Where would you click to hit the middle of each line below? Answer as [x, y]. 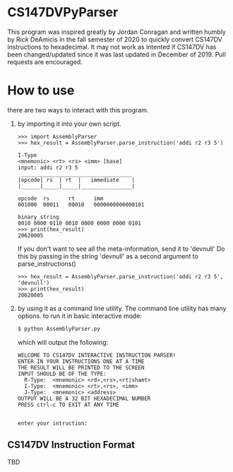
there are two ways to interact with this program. [78, 110]
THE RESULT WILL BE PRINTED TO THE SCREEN [81, 367]
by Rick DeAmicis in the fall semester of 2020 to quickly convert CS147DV [115, 39]
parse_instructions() [47, 264]
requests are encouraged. [45, 61]
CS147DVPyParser [63, 12]
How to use [41, 91]
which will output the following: [63, 342]
